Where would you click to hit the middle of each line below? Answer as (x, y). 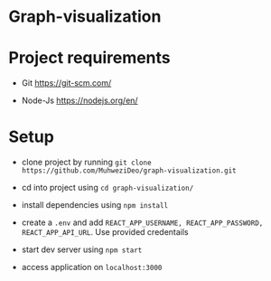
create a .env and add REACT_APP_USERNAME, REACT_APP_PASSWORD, (142, 222)
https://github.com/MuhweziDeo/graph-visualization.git (129, 171)
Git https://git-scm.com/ (66, 83)
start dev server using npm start (82, 249)
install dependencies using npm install (95, 205)
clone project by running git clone (86, 162)
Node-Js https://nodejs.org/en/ (79, 100)
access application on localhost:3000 (92, 267)
